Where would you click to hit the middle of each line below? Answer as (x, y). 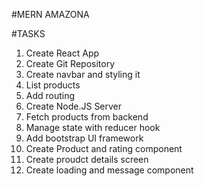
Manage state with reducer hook (93, 127)
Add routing (50, 95)
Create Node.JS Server (74, 106)
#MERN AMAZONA (50, 14)
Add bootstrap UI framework (84, 138)
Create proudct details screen (87, 159)
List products (53, 85)
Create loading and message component (109, 170)
